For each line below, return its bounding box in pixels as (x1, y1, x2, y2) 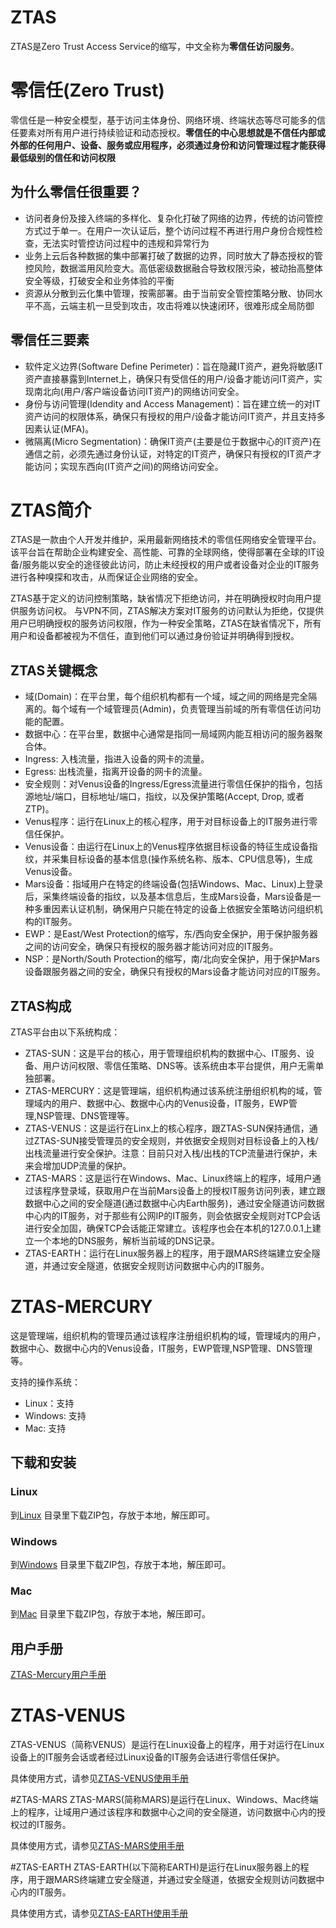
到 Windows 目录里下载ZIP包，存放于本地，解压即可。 (10, 1558, 232, 1570)
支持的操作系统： (10, 1376, 81, 1388)
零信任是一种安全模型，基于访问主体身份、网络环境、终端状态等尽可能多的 (10, 114, 317, 126)
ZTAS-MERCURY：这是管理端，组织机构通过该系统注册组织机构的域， (24, 1085, 314, 1097)
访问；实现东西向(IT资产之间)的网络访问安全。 (33, 460, 224, 472)
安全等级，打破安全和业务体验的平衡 (24, 274, 175, 286)
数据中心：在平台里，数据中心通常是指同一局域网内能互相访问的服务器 (24, 728, 315, 740)
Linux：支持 (24, 1397, 75, 1409)
